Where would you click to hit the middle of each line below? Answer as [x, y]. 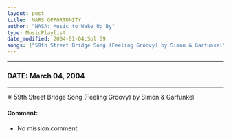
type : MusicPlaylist [37, 33]
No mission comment [47, 128]
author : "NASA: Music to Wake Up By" [61, 26]
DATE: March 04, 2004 [46, 76]
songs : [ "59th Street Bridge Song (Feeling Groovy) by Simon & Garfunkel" [117, 45]
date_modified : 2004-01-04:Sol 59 [57, 39]
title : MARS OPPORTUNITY [44, 20]
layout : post [26, 13]
